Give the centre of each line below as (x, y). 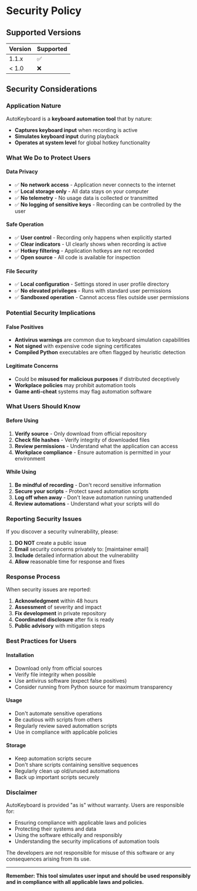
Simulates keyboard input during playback (67, 136)
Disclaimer (22, 792)
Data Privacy (22, 172)
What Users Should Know (43, 406)
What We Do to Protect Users (48, 158)
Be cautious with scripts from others (58, 719)
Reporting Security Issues (44, 519)
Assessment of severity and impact (58, 607)
